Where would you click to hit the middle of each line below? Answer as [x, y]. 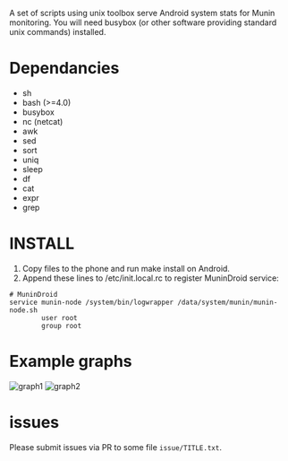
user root [59, 317]
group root [62, 326]
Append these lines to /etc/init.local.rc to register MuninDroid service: [150, 278]
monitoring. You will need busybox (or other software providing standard [143, 22]
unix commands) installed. [58, 32]
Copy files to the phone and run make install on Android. [126, 268]
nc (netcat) [42, 121]
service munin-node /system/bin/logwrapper [92, 302]
